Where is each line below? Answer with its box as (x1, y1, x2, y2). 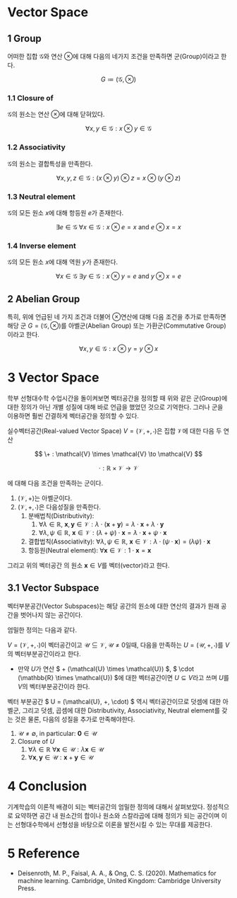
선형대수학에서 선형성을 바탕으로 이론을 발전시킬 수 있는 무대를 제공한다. (14, 820, 213, 829)
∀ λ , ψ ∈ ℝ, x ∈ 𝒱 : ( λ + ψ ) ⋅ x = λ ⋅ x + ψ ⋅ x (38, 528, 167, 536)
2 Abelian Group (7, 293, 80, 305)
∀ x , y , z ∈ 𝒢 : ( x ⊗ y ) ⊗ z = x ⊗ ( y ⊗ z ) (56, 173, 181, 182)
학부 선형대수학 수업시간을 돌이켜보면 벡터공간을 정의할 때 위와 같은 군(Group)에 (7, 393, 228, 402)
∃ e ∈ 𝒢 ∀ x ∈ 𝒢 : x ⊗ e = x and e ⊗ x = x (55, 222, 182, 231)
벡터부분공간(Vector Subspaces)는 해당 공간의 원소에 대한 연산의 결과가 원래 (7, 601, 220, 610)
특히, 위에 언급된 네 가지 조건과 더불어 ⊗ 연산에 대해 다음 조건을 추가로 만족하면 (7, 313, 226, 321)
